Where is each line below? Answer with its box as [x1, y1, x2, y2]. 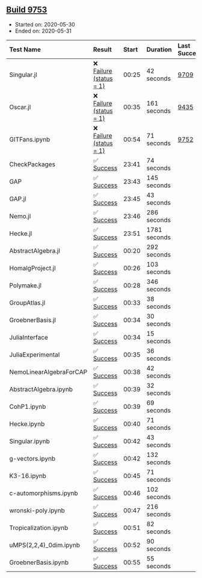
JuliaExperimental [9, 350, 60, 359]
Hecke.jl [9, 229, 32, 237]
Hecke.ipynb [9, 420, 45, 428]
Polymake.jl [9, 281, 42, 290]
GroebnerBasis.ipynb [9, 558, 69, 567]
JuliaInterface [9, 333, 48, 341]
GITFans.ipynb [9, 135, 50, 143]
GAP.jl [9, 194, 26, 203]
